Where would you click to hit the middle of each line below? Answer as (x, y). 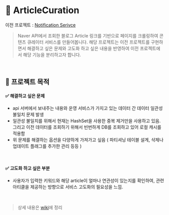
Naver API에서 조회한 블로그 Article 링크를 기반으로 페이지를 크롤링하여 (88, 35)
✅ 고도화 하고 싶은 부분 (28, 168)
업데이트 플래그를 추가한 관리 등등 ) (47, 146)
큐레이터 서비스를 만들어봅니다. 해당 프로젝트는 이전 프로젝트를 (88, 42)
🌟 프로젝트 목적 (27, 82)
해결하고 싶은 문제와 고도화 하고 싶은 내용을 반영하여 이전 (83, 48)
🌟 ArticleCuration (42, 10)
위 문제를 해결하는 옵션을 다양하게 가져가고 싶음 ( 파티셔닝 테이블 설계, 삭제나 (88, 140)
